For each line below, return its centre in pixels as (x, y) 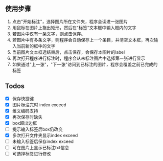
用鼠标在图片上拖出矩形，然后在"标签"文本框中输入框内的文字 (74, 27)
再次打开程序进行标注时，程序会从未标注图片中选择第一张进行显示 (79, 58)
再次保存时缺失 (27, 117)
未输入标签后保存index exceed (43, 141)
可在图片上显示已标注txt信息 (41, 148)
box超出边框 (25, 123)
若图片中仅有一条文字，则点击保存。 (49, 34)
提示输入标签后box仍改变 (37, 129)
